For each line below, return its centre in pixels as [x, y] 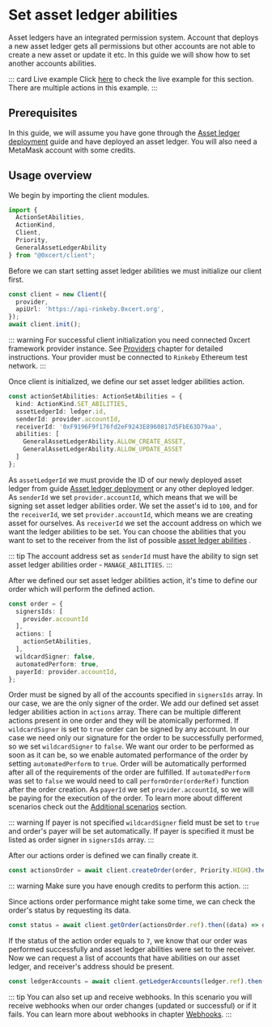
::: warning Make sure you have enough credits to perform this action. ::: [129, 886]
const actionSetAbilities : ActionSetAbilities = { [96, 397]
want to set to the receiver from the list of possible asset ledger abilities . [130, 540]
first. [16, 279]
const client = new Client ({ [57, 294]
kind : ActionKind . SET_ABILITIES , [72, 403]
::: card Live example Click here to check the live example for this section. [131, 79]
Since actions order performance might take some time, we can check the [132, 902]
